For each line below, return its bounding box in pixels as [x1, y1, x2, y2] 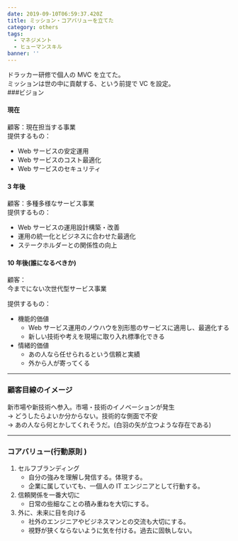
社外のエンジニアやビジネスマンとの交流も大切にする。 [28, 518, 190, 526]
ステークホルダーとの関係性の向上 [17, 241, 118, 249]
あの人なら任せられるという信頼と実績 [28, 350, 140, 359]
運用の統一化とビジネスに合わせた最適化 [17, 232, 136, 241]
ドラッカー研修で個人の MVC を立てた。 [7, 70, 125, 79]
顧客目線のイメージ [7, 385, 73, 395]
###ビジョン [7, 88, 45, 97]
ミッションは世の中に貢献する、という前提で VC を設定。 [7, 79, 175, 87]
